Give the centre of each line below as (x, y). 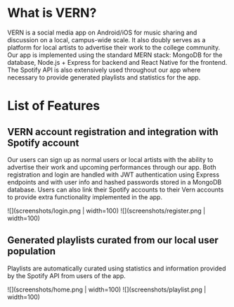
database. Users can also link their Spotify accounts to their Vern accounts (116, 189)
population (32, 251)
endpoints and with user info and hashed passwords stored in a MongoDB (115, 182)
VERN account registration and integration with (113, 132)
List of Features (54, 106)
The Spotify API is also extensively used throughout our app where (104, 70)
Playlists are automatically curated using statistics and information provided (117, 268)
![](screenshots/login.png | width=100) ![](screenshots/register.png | (106, 211)
